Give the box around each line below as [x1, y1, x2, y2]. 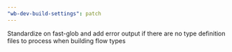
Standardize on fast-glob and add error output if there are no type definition [7, 29, 226, 37]
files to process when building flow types [7, 36, 126, 45]
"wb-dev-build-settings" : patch [7, 10, 101, 17]
